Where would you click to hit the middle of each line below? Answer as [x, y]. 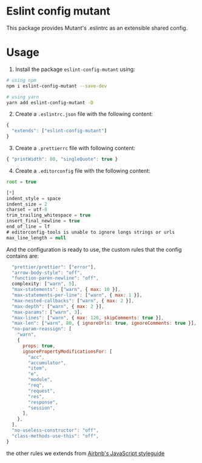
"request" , [42, 391]
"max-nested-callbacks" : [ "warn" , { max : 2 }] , [73, 301]
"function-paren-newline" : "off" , [55, 278]
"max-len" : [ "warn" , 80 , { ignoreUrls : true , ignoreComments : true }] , [104, 323]
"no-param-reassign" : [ [42, 329]
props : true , [39, 346]
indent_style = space [34, 198]
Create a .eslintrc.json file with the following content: [84, 114]
